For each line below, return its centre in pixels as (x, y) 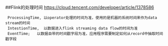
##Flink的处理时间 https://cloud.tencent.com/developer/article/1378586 (80, 7)
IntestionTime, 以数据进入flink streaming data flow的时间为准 (72, 28)
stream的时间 (18, 23)
